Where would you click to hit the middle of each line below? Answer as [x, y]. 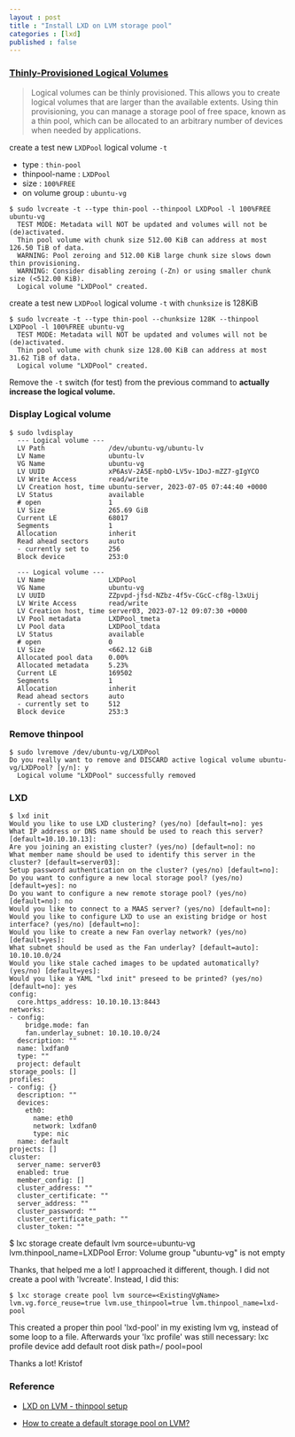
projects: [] [33, 1150]
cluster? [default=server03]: [65, 863]
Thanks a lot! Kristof [46, 1363]
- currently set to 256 [69, 549]
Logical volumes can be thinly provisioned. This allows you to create [155, 92]
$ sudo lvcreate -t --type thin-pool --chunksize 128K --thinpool [134, 319]
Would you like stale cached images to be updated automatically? [134, 963]
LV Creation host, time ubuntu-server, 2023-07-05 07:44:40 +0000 [142, 487]
